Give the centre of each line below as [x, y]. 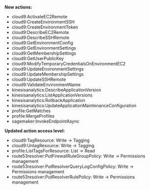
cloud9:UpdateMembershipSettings [48, 74]
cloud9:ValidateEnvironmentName [46, 85]
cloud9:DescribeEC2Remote [40, 32]
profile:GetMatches [31, 111]
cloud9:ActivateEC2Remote [39, 16]
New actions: [18, 7]
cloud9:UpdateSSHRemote [39, 79]
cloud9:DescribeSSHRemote [40, 37]
